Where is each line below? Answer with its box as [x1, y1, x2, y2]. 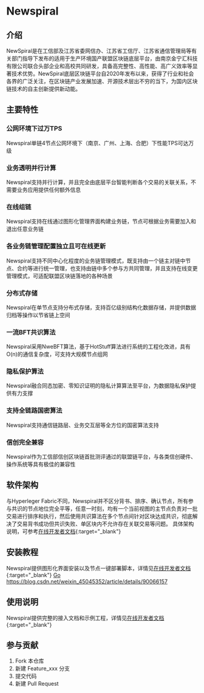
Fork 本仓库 [15, 657, 44, 664]
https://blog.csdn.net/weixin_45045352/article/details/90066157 [6, 578, 168, 585]
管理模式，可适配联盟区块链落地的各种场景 [6, 272, 113, 279]
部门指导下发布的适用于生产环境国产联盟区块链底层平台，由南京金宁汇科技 [11, 55, 198, 62]
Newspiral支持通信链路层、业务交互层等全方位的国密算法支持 [6, 421, 159, 429]
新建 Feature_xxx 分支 [15, 665, 70, 672]
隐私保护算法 [6, 367, 44, 376]
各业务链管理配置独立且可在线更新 [6, 242, 106, 250]
